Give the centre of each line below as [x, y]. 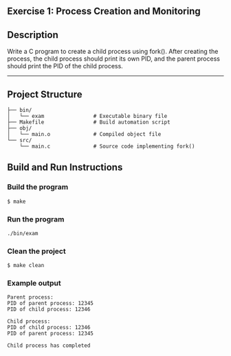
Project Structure [45, 94]
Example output [34, 283]
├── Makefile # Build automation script [89, 122]
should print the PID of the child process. [65, 66]
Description [33, 35]
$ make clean [26, 266]
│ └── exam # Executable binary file [87, 117]
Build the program [38, 187]
